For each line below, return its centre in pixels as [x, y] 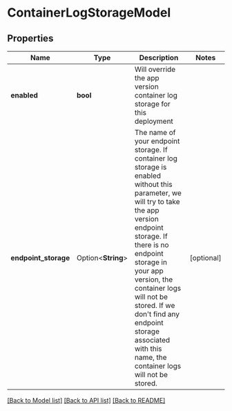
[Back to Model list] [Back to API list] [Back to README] [86, 400]
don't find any [157, 314]
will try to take [157, 202]
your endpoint [157, 141]
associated [152, 340]
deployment [154, 121]
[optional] [205, 258]
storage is [151, 167]
